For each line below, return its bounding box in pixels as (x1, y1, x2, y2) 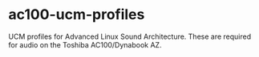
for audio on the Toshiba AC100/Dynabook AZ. (8, 40, 162, 49)
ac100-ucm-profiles (8, 6, 145, 24)
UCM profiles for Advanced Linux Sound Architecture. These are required (8, 32, 252, 41)
